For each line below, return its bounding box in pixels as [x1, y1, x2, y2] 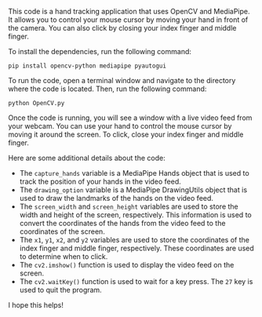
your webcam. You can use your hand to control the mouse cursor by [8, 122, 232, 130]
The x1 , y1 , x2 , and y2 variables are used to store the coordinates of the [19, 235, 249, 244]
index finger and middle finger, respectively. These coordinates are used [19, 243, 255, 253]
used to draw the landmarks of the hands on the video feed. [19, 194, 214, 202]
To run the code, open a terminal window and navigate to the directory [8, 76, 236, 85]
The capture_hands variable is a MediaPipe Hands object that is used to [19, 169, 249, 177]
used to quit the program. [19, 286, 102, 294]
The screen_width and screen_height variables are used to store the [19, 202, 239, 211]
